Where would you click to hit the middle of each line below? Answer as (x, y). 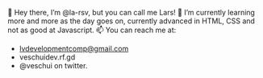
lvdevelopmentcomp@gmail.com (74, 49)
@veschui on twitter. (53, 66)
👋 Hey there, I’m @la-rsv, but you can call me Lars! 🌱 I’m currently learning (131, 12)
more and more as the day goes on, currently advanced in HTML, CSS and (131, 21)
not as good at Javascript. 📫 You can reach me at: (92, 30)
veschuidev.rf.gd (47, 57)
